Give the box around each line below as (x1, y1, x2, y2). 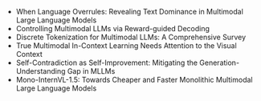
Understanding (15, 67, 66, 75)
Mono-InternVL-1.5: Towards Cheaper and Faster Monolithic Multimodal (15, 75, 253, 84)
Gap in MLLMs (67, 67, 116, 75)
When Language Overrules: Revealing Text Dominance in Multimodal (15, 7, 243, 16)
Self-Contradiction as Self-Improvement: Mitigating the (15, 58, 198, 67)
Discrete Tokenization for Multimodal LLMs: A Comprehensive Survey (15, 32, 247, 42)
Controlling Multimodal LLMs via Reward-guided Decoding (15, 24, 210, 33)
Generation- (199, 58, 239, 67)
